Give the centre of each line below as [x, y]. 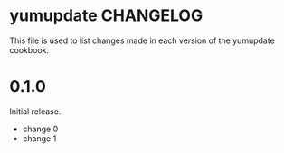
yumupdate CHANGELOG [106, 16]
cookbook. [29, 49]
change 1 [39, 138]
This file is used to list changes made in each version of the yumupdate [142, 40]
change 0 [40, 129]
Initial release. [35, 111]
